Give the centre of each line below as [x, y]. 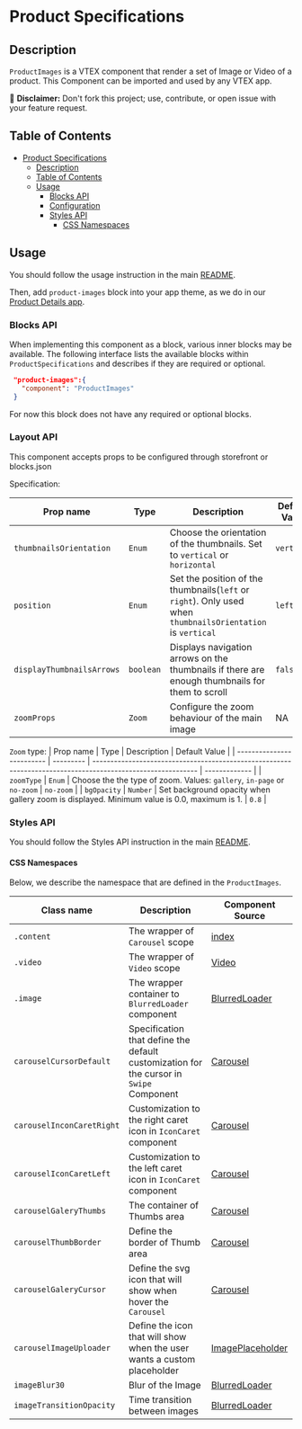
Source [249, 916]
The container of [164, 1205]
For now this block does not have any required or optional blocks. [130, 414]
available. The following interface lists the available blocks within [129, 353]
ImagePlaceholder [249, 1348]
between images [164, 1411]
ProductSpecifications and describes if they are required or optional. [138, 363]
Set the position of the [216, 578]
